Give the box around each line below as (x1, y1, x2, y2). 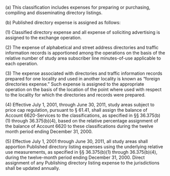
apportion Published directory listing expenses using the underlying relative (5, 144, 163, 150)
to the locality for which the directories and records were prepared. (5, 92, 146, 98)
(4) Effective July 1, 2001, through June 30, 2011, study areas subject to (5, 102, 155, 108)
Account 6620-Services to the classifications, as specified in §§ (5, 112, 139, 118)
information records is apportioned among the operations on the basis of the (5, 50, 165, 56)
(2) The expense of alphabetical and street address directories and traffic (5, 45, 159, 50)
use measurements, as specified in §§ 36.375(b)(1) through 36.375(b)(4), (5, 149, 158, 155)
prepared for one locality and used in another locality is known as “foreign (5, 76, 160, 81)
